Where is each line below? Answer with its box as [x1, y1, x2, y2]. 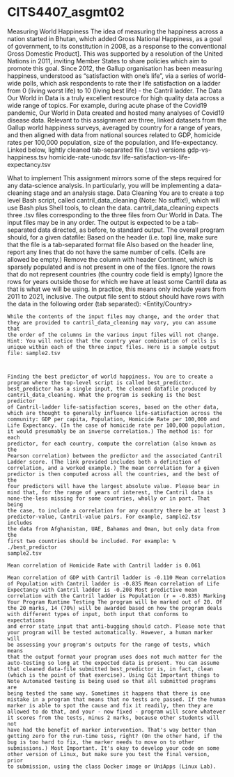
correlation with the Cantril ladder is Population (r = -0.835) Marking [7, 592, 226, 599]
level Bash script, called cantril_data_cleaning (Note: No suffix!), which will [7, 196, 221, 204]
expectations [7, 617, 45, 624]
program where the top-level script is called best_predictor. [7, 379, 195, 386]
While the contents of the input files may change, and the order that [7, 313, 219, 320]
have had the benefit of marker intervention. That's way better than [7, 726, 217, 733]
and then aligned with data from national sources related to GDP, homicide [7, 130, 221, 139]
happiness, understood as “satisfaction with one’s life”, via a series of [7, 71, 206, 80]
